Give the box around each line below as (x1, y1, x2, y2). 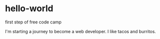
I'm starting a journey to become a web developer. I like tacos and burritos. (5, 28, 156, 34)
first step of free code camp (5, 19, 62, 25)
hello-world (5, 3, 54, 14)
